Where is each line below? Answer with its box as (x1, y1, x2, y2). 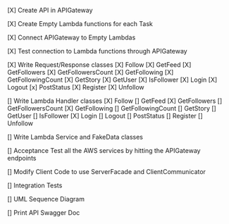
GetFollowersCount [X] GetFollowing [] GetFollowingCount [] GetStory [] (7, 104, 216, 112)
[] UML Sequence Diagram (7, 195, 85, 203)
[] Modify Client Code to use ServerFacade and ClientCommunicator (7, 168, 206, 175)
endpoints (7, 154, 37, 162)
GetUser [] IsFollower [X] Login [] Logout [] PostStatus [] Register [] (7, 112, 203, 120)
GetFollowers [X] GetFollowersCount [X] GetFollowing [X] (7, 68, 174, 76)
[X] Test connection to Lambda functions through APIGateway (7, 47, 188, 55)
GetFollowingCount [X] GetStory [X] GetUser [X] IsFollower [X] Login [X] (7, 75, 218, 84)
